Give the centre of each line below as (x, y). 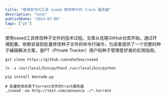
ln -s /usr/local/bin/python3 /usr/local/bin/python (61, 68)
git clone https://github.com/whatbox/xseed (52, 60)
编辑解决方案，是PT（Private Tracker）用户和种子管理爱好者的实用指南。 (84, 50)
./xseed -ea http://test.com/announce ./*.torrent (58, 91)
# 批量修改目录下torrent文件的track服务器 (44, 87)
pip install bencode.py (30, 77)
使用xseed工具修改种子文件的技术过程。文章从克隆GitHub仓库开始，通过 (79, 38)
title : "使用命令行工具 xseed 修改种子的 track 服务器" (58, 10)
